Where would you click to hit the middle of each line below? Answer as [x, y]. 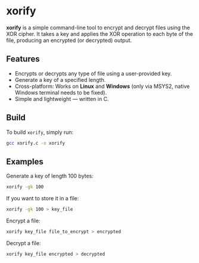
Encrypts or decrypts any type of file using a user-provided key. [93, 74]
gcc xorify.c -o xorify [36, 143]
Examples [25, 162]
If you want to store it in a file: [43, 198]
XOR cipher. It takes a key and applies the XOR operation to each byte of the [100, 33]
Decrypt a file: [24, 243]
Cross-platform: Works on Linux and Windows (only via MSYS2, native [102, 86]
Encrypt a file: [23, 221]
